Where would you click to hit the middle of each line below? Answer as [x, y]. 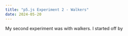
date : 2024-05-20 [23, 14]
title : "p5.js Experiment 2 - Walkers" [47, 10]
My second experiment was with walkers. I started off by [64, 28]
